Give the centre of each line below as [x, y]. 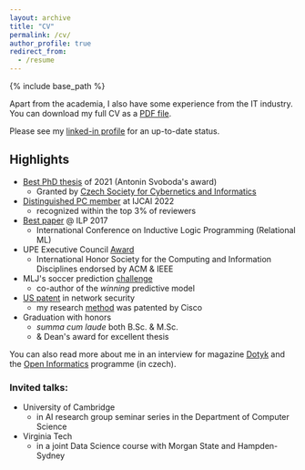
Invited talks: [39, 387]
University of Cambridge [69, 407]
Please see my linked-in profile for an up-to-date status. [115, 131]
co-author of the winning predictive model [116, 288]
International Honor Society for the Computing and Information [153, 259]
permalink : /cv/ [40, 35]
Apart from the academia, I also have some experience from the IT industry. [151, 104]
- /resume [36, 60]
